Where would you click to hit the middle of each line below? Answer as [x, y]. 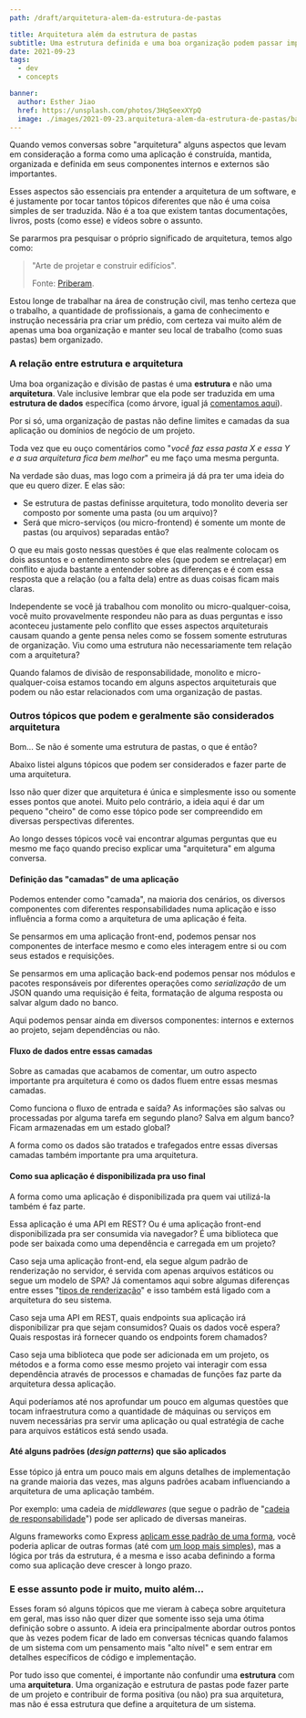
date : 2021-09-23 [42, 51]
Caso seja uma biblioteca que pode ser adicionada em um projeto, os [139, 1354]
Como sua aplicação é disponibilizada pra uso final [108, 1175]
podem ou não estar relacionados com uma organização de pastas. [136, 691]
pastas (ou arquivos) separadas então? [96, 532]
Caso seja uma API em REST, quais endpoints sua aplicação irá [127, 1317]
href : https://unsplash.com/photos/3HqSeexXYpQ [110, 111]
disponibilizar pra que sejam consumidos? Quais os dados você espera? [145, 1327]
